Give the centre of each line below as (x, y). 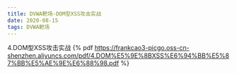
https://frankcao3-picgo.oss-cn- (142, 48)
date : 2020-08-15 (33, 20)
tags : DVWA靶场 (29, 27)
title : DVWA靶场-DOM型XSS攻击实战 (54, 14)
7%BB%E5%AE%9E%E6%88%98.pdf (63, 63)
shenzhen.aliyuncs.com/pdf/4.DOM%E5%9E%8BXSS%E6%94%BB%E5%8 (118, 56)
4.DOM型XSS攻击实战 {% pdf (50, 48)
